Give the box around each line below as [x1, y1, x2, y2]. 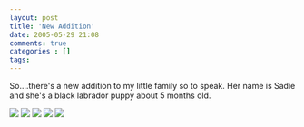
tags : [9, 55, 30, 64]
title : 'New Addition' [9, 22, 95, 31]
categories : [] [9, 47, 71, 56]
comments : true [9, 38, 67, 48]
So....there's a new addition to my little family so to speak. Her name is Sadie [9, 81, 296, 91]
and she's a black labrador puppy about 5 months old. [9, 90, 211, 101]
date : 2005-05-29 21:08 [9, 30, 100, 39]
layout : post [9, 13, 59, 23]
